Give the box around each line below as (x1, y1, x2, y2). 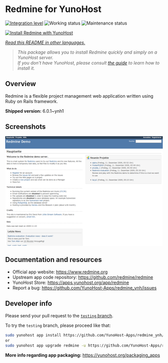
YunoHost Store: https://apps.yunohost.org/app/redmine (12, 279, 129, 285)
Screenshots (5, 123, 46, 131)
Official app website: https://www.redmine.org (12, 269, 108, 275)
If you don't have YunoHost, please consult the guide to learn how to (17, 60, 160, 66)
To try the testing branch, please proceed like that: (5, 322, 111, 328)
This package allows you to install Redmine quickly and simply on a (17, 49, 157, 55)
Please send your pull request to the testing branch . (5, 312, 113, 318)
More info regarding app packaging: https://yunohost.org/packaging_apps (5, 352, 160, 358)
